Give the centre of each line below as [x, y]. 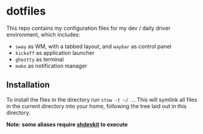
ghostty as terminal [39, 59]
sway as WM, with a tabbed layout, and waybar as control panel [93, 46]
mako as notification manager [51, 66]
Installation [28, 85]
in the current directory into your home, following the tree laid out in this [97, 106]
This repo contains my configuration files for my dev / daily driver [88, 28]
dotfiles [26, 11]
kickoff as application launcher [55, 52]
